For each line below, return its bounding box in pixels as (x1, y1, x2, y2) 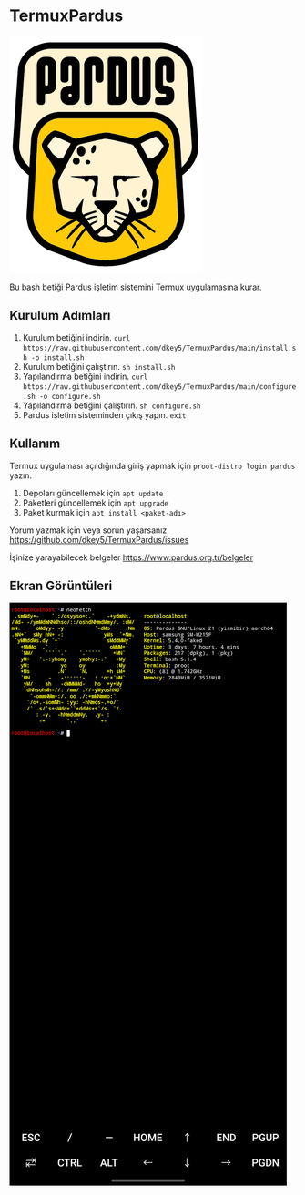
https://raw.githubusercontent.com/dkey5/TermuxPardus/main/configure (22, 382, 297, 392)
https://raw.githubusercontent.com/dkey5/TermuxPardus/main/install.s (22, 343, 297, 352)
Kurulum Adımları (9, 308, 111, 323)
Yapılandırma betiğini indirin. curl (22, 371, 148, 382)
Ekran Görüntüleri (9, 577, 113, 593)
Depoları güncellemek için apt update (22, 487, 164, 498)
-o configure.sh (39, 392, 101, 401)
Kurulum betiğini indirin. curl (22, 332, 131, 342)
